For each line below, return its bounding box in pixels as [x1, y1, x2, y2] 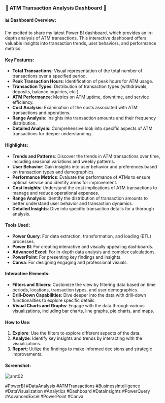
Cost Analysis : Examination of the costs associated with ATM [12, 105, 138, 111]
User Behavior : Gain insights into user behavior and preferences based [12, 163, 157, 169]
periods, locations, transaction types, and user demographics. [12, 286, 139, 293]
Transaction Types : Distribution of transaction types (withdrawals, [12, 83, 148, 89]
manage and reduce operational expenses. [12, 190, 99, 196]
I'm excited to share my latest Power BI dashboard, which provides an [5, 30, 147, 36]
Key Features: [5, 57, 34, 63]
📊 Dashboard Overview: [5, 17, 57, 23]
